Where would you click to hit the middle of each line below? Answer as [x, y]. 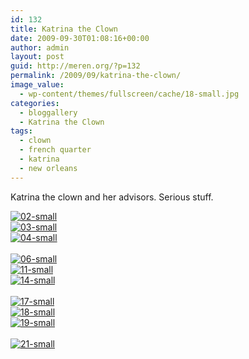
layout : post [37, 57]
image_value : [37, 85]
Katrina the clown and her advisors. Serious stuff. [112, 197]
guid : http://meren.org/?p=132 [75, 66]
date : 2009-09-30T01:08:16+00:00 [80, 38]
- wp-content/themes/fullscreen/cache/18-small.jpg [129, 94]
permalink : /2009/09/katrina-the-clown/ [96, 76]
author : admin [40, 47]
